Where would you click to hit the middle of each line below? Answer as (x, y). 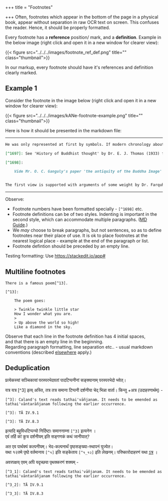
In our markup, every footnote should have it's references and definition (79, 67)
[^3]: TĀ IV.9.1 (22, 413)
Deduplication (27, 368)
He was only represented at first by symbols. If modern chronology (78, 144)
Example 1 (21, 88)
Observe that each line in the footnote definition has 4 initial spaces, (75, 336)
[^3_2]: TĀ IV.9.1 (24, 485)
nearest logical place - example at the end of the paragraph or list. (80, 241)
